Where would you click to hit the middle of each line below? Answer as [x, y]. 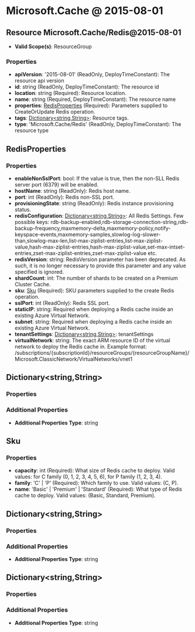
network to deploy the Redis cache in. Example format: [81, 346]
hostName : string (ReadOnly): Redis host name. [72, 191]
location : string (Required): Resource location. [71, 93]
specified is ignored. [39, 271]
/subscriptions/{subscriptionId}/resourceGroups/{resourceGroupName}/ [102, 352]
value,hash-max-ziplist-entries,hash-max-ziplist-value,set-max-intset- [100, 247]
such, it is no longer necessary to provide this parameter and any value [100, 266]
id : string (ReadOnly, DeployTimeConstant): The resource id [87, 87]
